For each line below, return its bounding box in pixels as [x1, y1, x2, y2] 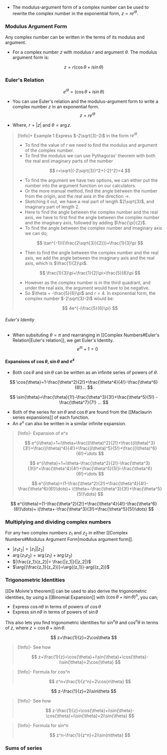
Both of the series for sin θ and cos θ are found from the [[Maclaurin [12, 409, 152, 415]
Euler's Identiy [5, 316, 35, 322]
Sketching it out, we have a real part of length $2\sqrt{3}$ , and [24, 199, 155, 205]
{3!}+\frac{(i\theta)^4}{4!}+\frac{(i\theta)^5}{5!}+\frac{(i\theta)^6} [22, 445, 158, 451]
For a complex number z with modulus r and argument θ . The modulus [12, 49, 158, 55]
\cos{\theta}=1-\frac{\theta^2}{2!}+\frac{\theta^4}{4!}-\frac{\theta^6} [16, 379, 158, 385]
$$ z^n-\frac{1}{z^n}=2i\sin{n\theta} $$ [49, 732, 131, 738]
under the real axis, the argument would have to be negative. [24, 285, 150, 291]
